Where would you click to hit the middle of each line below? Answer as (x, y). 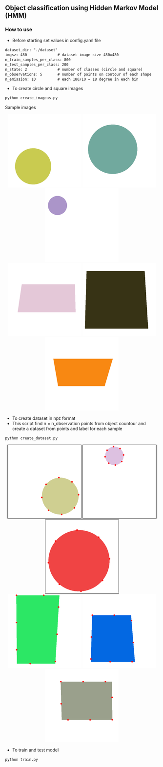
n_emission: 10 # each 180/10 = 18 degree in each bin (72, 79)
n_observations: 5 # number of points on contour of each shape (78, 74)
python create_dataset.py (31, 438)
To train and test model (35, 750)
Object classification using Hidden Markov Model (82, 8)
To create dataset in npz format (44, 418)
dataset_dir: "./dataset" (31, 50)
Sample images (20, 107)
